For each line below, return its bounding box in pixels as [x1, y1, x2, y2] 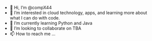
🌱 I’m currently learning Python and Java [9, 20, 92, 26]
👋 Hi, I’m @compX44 [9, 5, 52, 10]
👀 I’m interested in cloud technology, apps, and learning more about [9, 10, 148, 16]
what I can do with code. [9, 15, 60, 20]
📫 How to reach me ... [9, 31, 56, 37]
